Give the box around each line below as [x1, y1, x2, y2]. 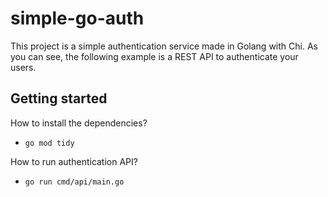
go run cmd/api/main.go [24, 177, 125, 187]
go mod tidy [24, 138, 75, 148]
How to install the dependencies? [10, 117, 148, 129]
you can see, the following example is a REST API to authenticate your [10, 50, 299, 62]
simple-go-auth [10, 7, 145, 30]
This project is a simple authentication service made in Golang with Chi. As [10, 40, 318, 52]
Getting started [10, 90, 108, 107]
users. [10, 61, 37, 73]
